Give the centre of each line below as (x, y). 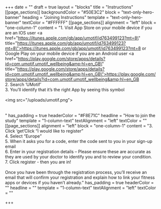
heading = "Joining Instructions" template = (66, 17)
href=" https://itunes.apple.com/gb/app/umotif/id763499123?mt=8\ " (73, 38)
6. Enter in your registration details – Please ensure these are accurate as (78, 152)
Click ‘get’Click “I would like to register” (44, 131)
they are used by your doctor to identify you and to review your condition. (79, 157)
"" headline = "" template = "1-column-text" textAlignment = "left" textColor (80, 188)
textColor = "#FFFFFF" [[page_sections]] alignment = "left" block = (89, 22)
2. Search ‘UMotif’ (23, 84)
